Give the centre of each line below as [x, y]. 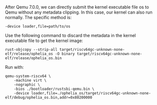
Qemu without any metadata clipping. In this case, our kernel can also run [79, 12]
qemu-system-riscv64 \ [28, 76]
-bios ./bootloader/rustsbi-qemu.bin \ [54, 89]
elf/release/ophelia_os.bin [34, 58]
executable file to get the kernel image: [44, 41]
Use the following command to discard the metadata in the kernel [70, 35]
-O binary [65, 54]
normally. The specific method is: [38, 17]
